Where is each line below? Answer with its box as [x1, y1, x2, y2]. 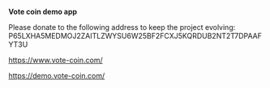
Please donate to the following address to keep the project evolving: [8, 23, 236, 31]
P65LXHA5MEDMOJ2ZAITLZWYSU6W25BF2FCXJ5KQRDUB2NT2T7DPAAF [8, 31, 262, 40]
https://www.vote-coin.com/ [8, 56, 103, 65]
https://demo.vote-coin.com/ [8, 71, 105, 80]
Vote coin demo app [8, 7, 78, 16]
